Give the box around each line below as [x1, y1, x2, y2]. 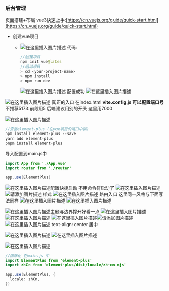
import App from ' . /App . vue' [5, 161, 67, 166]
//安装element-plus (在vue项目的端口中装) [5, 126, 89, 131]
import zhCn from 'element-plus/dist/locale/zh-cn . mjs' [5, 262, 126, 268]
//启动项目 [20, 64, 41, 70]
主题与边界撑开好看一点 [50, 208, 100, 214]
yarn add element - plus [5, 136, 53, 141]
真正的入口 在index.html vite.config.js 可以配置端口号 [51, 99, 164, 105]
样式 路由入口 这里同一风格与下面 [42, 191, 159, 197]
